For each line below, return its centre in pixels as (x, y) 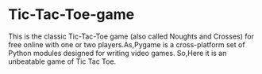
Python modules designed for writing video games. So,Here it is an (118, 53)
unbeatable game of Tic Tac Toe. (62, 61)
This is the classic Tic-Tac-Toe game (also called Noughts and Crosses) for (131, 36)
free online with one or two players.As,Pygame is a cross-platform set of (127, 44)
